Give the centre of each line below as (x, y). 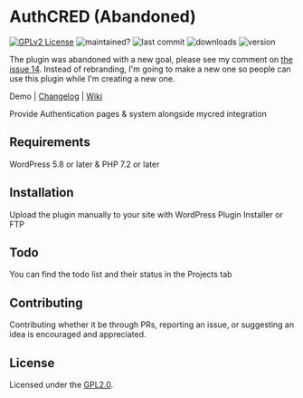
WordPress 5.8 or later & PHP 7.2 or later (85, 164)
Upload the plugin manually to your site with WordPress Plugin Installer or (146, 214)
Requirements (50, 142)
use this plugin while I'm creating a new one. (92, 78)
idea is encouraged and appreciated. (78, 335)
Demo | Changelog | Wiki (56, 96)
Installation (42, 193)
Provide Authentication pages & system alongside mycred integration (138, 113)
